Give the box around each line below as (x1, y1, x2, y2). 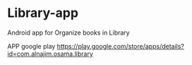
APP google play (7, 42, 56, 50)
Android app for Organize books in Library (7, 28, 130, 37)
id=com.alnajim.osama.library (7, 49, 94, 58)
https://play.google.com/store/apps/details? (56, 42, 185, 50)
